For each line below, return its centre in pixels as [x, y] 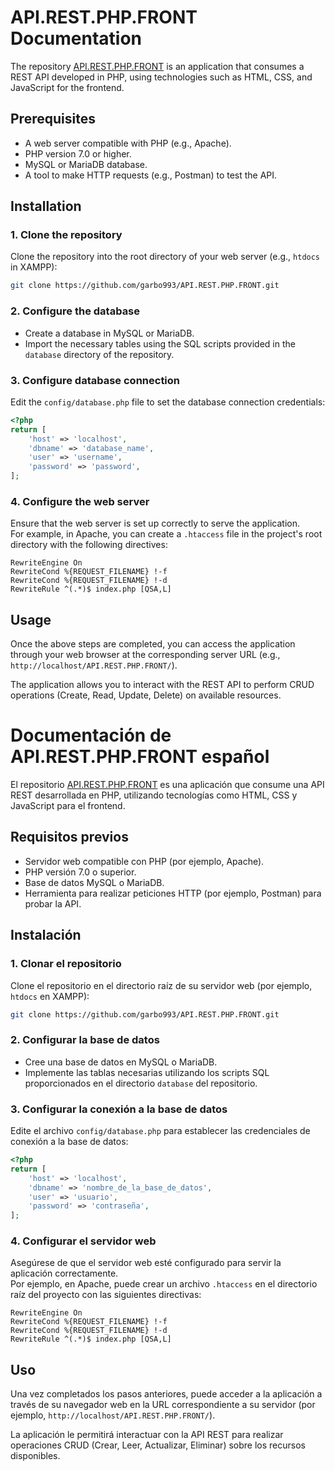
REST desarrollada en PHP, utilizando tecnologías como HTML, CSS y [154, 795]
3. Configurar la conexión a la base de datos [119, 1109]
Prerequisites [53, 119]
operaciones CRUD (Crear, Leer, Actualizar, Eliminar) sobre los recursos [158, 1445]
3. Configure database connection [95, 380]
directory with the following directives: [89, 545]
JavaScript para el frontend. [68, 806]
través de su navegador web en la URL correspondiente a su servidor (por [163, 1405]
